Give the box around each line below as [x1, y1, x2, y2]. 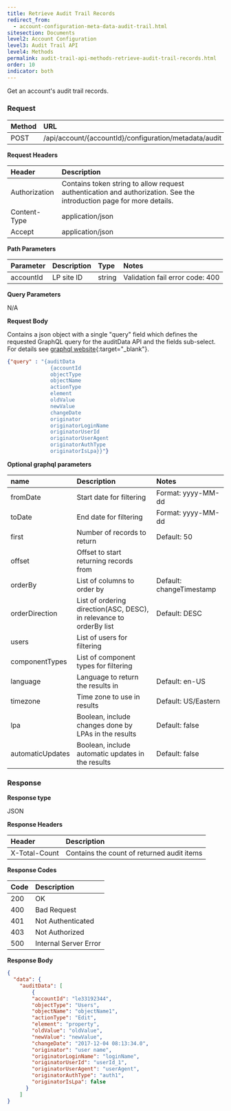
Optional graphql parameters [7, 460, 91, 468]
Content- [10, 207, 41, 217]
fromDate [10, 492, 41, 502]
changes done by [76, 720, 133, 730]
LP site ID [52, 273, 83, 282]
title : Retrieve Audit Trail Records [7, 10, 115, 17]
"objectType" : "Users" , [32, 1002, 100, 1008]
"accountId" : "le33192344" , [32, 995, 112, 1002]
